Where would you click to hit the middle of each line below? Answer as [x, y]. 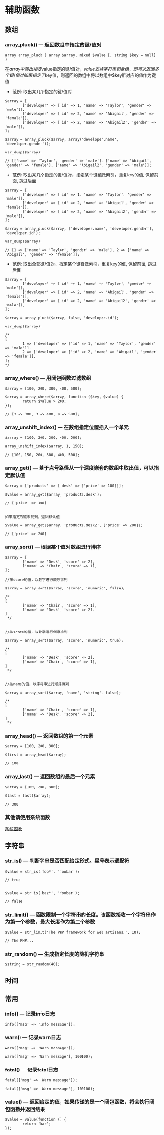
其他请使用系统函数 [28, 817]
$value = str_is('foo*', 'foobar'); [42, 871]
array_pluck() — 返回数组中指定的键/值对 [53, 44]
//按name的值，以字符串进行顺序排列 [37, 684]
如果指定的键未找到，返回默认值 [32, 517]
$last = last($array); [28, 796]
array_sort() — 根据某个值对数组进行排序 [53, 547]
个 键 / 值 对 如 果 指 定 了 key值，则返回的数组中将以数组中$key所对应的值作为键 [81, 75]
